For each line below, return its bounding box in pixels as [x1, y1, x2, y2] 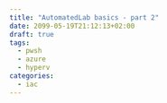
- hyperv [17, 64, 51, 73]
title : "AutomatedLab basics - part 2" [9, 13, 160, 22]
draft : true [9, 30, 54, 39]
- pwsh [17, 47, 42, 56]
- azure [17, 55, 47, 64]
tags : [9, 38, 30, 47]
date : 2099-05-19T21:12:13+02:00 [9, 21, 135, 30]
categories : [9, 72, 54, 81]
